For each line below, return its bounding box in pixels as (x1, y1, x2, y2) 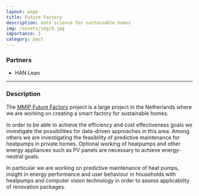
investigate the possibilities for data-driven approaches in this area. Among (6, 127, 190, 134)
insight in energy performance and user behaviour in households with (6, 170, 176, 178)
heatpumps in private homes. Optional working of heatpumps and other (6, 140, 181, 147)
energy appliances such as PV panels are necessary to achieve (6, 146, 161, 153)
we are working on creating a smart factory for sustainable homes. (6, 109, 169, 116)
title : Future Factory (6, 14, 62, 20)
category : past (6, 36, 44, 42)
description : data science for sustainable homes (6, 20, 131, 26)
